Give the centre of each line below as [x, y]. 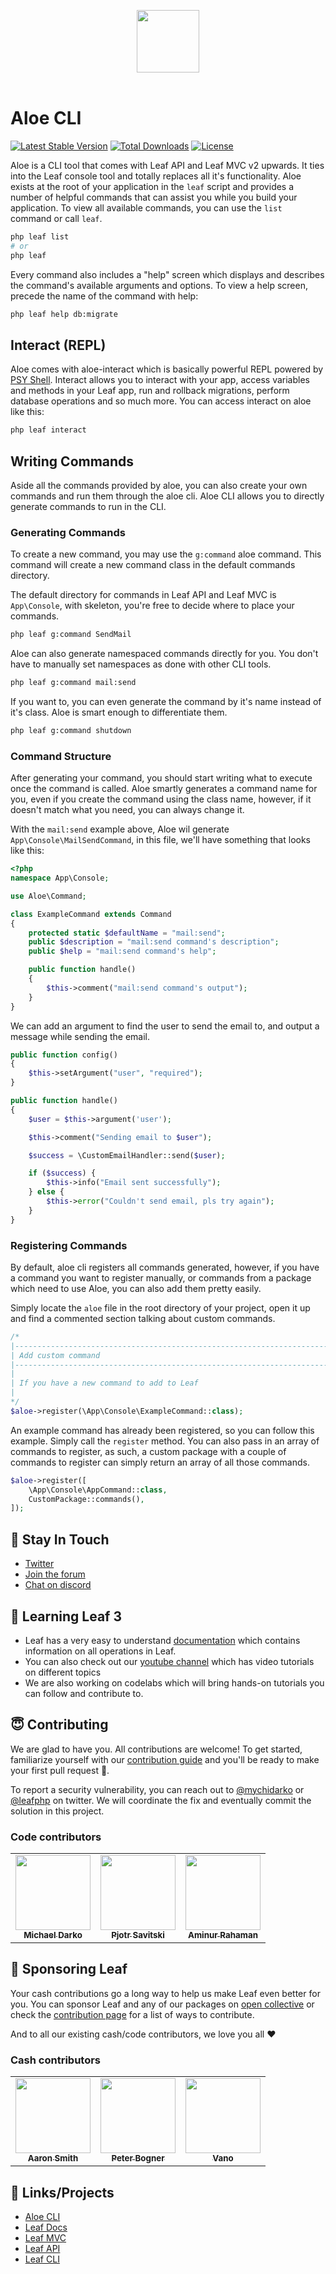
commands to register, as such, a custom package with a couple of [148, 1451]
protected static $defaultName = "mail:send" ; [127, 933]
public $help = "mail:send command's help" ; [122, 951]
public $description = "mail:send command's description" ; [154, 942]
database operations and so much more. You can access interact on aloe [161, 401]
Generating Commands [68, 532]
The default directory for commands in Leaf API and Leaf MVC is [143, 595]
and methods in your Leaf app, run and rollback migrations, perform [150, 391]
